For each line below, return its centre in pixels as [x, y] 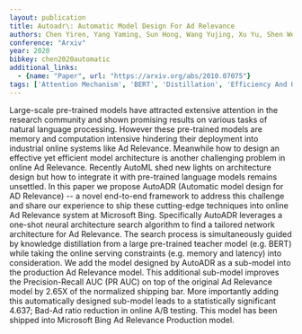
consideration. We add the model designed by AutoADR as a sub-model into [150, 262]
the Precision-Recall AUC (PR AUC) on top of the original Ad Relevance [141, 281]
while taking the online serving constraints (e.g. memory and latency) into [146, 253]
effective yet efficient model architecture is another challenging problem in [147, 157]
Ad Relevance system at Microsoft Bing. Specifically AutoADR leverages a [146, 215]
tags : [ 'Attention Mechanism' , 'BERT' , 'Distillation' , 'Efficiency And [148, 84]
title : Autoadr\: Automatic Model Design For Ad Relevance [122, 26]
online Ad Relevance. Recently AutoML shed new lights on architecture [140, 167]
